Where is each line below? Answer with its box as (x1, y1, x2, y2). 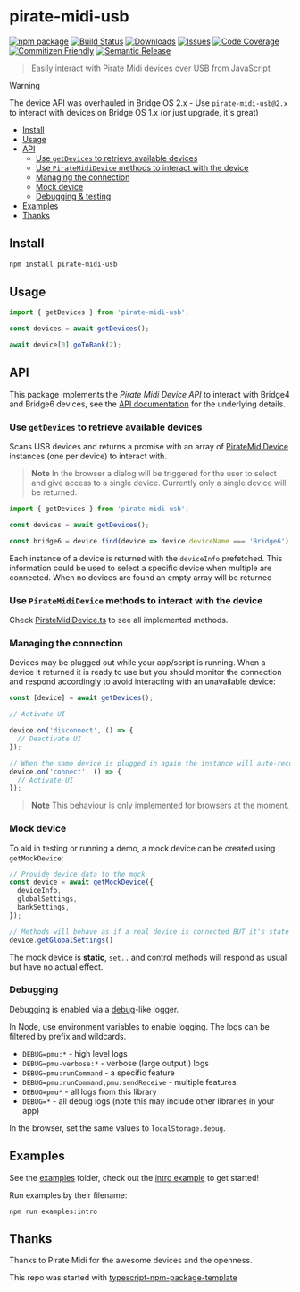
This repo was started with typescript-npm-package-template (9, 1272, 238, 1283)
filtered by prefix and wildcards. (9, 1031, 127, 1041)
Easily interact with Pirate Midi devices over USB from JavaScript (30, 63, 271, 73)
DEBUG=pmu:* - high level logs (21, 1048, 128, 1058)
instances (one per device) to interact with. (9, 450, 168, 462)
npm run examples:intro (9, 1207, 98, 1216)
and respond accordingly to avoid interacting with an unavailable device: (9, 676, 277, 687)
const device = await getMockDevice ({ (9, 877, 154, 887)
